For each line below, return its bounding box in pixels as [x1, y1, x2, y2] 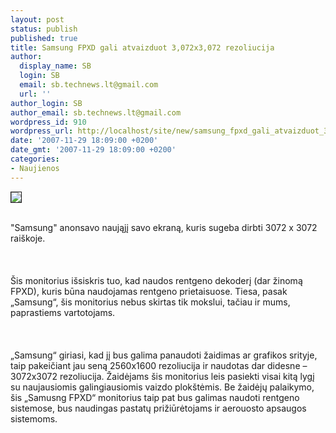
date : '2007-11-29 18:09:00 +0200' [10, 136, 159, 146]
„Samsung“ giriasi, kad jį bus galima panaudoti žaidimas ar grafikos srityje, [10, 349, 318, 361]
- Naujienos [10, 163, 60, 173]
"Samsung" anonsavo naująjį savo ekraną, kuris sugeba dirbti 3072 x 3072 [10, 221, 318, 233]
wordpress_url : [10, 126, 74, 136]
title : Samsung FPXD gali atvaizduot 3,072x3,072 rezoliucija [10, 42, 275, 53]
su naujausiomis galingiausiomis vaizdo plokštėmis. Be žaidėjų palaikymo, [10, 381, 315, 393]
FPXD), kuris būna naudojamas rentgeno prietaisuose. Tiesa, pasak [10, 285, 288, 297]
